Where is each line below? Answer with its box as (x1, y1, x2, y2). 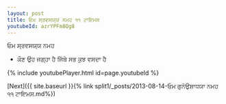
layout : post (7, 10, 45, 17)
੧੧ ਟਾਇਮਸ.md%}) (7, 90, 56, 98)
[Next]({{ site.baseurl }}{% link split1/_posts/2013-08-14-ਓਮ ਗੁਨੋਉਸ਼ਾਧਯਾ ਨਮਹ (7, 82, 219, 90)
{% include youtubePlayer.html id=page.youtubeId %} (7, 69, 160, 77)
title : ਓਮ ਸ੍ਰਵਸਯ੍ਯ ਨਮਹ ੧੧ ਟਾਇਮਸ (7, 16, 100, 23)
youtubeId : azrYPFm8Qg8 (7, 23, 75, 29)
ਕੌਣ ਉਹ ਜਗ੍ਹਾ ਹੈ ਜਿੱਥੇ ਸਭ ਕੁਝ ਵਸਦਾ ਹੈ (16, 55, 107, 64)
